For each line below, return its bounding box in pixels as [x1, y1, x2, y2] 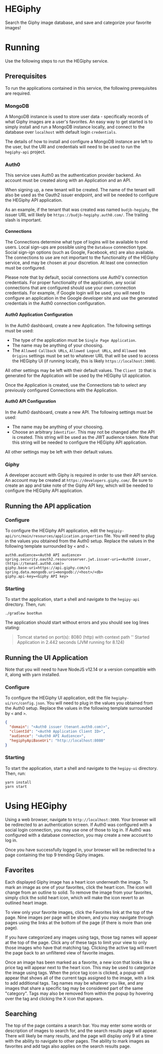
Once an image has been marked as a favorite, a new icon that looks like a [5, 959, 154, 965]
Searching [5, 1010, 37, 1018]
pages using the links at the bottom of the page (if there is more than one [5, 919, 152, 926]
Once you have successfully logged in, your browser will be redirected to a [5, 847, 155, 852]
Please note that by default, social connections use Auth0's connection [5, 274, 148, 280]
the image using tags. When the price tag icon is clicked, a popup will [5, 970, 145, 975]
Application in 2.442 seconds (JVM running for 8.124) [17, 640, 125, 645]
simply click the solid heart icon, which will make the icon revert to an [5, 894, 145, 900]
